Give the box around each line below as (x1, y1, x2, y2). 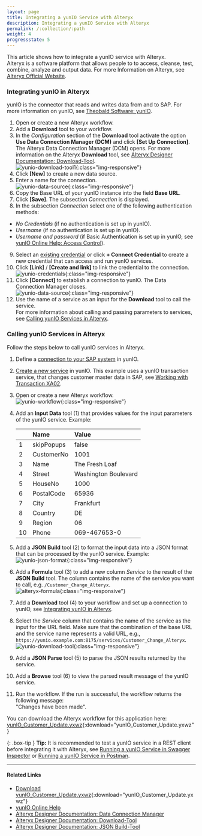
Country (32, 509, 56, 517)
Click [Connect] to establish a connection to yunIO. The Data (15, 277, 167, 284)
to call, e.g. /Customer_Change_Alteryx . (15, 581, 110, 588)
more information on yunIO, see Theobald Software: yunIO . (7, 108, 152, 115)
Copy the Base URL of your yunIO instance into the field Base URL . (15, 189, 181, 197)
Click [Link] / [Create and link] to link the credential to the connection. (15, 264, 189, 271)
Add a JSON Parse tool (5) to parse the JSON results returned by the (15, 654, 186, 662)
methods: (15, 209, 40, 216)
